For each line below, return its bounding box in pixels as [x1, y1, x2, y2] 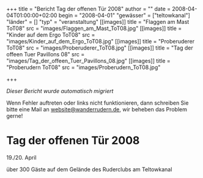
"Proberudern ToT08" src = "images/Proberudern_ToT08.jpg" [6, 64, 161, 71]
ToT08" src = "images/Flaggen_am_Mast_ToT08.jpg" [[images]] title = [6, 24, 182, 32]
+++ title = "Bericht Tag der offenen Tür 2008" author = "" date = [6, 6, 171, 12]
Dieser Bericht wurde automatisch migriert [6, 87, 114, 94]
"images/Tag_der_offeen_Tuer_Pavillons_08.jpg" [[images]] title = [6, 57, 171, 64]
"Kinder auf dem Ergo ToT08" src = [6, 31, 95, 39]
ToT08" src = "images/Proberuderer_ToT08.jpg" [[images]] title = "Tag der [6, 44, 194, 51]
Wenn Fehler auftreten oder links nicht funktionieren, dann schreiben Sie [6, 99, 189, 106]
